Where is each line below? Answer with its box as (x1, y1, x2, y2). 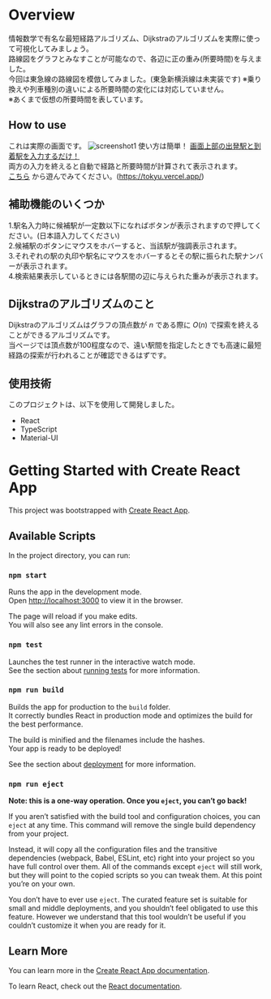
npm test (8, 641, 43, 650)
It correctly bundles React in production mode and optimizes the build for (8, 710, 253, 720)
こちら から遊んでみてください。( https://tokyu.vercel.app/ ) (8, 171, 204, 181)
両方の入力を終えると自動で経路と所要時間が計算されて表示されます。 (8, 161, 242, 171)
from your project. (8, 829, 69, 838)
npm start (8, 570, 47, 580)
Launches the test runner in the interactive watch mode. (8, 657, 196, 667)
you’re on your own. (8, 879, 75, 889)
